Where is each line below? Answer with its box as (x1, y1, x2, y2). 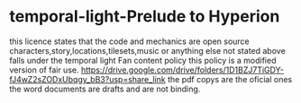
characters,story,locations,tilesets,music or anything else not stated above (9, 45, 286, 56)
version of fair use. (9, 64, 79, 75)
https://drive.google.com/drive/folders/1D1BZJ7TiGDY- (80, 64, 284, 75)
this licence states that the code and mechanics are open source (9, 36, 250, 47)
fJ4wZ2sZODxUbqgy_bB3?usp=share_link (9, 73, 166, 84)
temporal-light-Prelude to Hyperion (9, 6, 280, 27)
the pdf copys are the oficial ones (167, 73, 293, 84)
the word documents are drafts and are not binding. (9, 83, 201, 94)
